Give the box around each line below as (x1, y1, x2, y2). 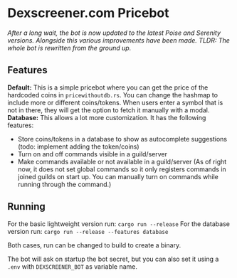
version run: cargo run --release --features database (7, 227, 169, 235)
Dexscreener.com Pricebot (7, 5, 169, 21)
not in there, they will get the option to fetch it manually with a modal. (7, 105, 210, 114)
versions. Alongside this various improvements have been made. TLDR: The (7, 36, 230, 44)
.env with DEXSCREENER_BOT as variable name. (7, 262, 137, 271)
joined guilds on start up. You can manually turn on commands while (17, 172, 219, 181)
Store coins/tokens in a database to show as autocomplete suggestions (17, 134, 228, 143)
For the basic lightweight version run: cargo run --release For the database (7, 219, 230, 228)
